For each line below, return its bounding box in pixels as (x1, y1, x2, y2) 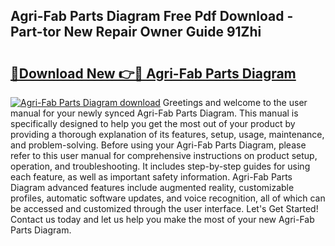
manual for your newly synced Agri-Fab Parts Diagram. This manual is (10, 107, 299, 119)
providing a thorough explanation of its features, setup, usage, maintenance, (10, 129, 325, 140)
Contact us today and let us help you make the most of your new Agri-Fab (10, 214, 315, 225)
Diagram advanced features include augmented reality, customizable (10, 182, 295, 193)
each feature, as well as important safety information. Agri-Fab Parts (10, 171, 293, 183)
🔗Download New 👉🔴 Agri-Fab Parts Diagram (10, 65, 297, 82)
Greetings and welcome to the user (162, 97, 308, 108)
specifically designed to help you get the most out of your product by (10, 118, 296, 129)
